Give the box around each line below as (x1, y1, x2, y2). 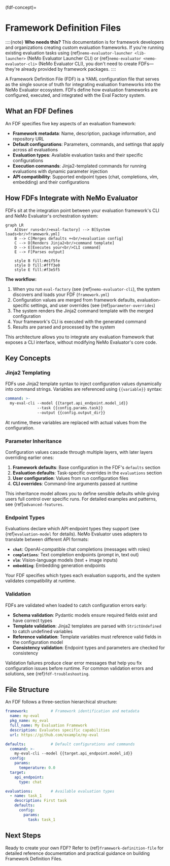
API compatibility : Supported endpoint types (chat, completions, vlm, (12, 173, 159, 180)
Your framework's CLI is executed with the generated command (12, 318, 146, 324)
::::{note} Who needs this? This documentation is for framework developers (5, 39, 164, 45)
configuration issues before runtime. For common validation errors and (5, 665, 153, 671)
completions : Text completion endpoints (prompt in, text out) (12, 552, 139, 558)
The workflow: (5, 276, 37, 282)
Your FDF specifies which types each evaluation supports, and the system (5, 573, 161, 579)
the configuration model (12, 639, 63, 645)
